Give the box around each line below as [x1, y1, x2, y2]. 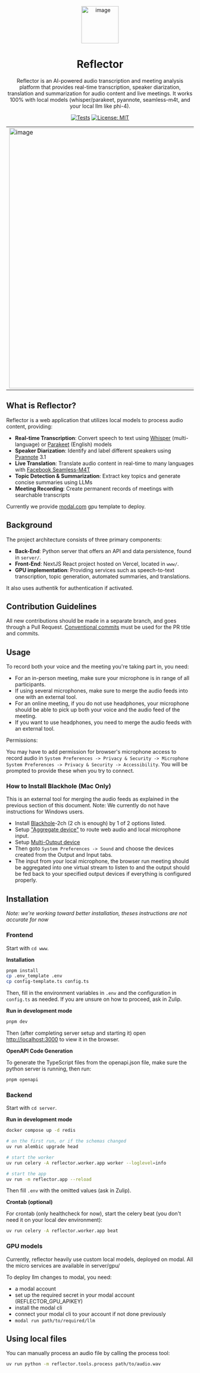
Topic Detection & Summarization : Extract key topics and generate [14, 472, 180, 479]
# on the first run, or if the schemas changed [6, 1138, 127, 1144]
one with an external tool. [14, 694, 77, 701]
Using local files [6, 1334, 67, 1344]
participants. [14, 681, 46, 688]
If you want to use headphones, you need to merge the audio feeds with [14, 719, 192, 726]
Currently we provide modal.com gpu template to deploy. [6, 503, 146, 510]
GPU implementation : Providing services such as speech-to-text [14, 566, 174, 573]
